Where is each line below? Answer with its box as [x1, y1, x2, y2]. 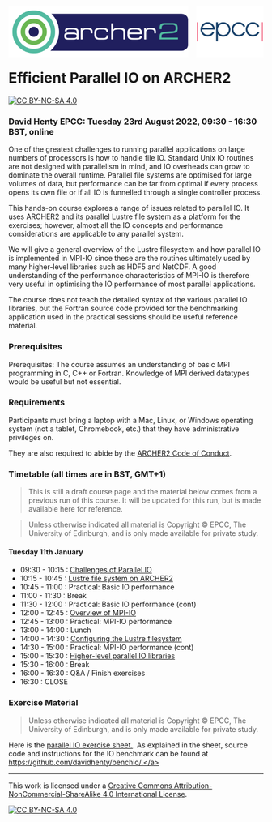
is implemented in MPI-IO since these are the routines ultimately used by [8, 254, 251, 263]
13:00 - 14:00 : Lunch [19, 625, 91, 635]
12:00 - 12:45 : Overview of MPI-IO [19, 608, 136, 618]
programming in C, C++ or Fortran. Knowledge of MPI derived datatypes [8, 368, 250, 378]
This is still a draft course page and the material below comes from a [28, 487, 257, 497]
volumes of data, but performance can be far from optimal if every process [8, 179, 259, 189]
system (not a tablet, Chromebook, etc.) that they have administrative [8, 424, 240, 434]
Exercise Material [8, 697, 79, 709]
